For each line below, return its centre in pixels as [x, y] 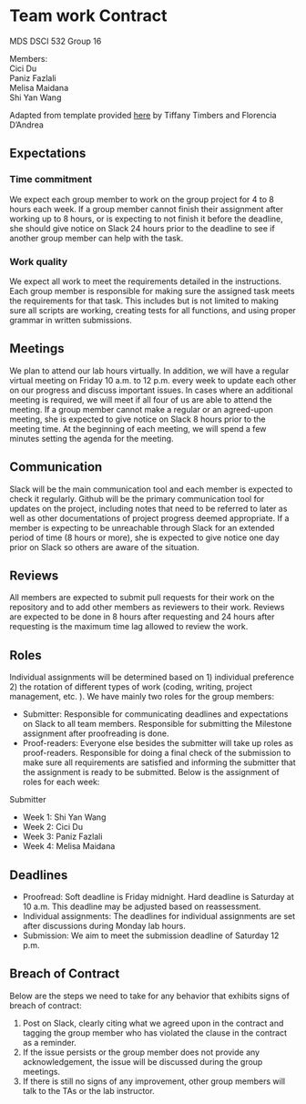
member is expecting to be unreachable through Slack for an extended [142, 527]
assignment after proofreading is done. [96, 733]
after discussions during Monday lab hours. [104, 925]
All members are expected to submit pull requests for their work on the [142, 598]
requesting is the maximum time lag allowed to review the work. [129, 627]
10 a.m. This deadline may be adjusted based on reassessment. [142, 906]
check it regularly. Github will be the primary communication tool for [137, 498]
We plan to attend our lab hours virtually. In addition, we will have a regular [149, 371]
